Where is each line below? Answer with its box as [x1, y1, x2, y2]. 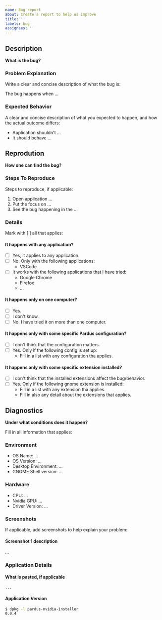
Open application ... [12, 196, 53, 202]
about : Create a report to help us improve [5, 12, 97, 17]
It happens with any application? [5, 241, 74, 247]
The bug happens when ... [5, 91, 59, 97]
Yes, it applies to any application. [12, 252, 80, 259]
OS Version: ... [12, 458, 42, 464]
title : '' [5, 16, 26, 21]
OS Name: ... [12, 453, 39, 459]
